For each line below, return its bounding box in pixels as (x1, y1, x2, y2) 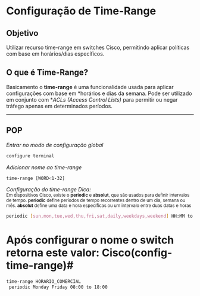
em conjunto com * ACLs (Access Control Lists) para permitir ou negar (6, 96, 178, 103)
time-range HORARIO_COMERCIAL (6, 279, 82, 285)
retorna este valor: (6, 246, 100, 260)
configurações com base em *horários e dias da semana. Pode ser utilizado (6, 90, 192, 97)
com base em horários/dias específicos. (6, 50, 105, 57)
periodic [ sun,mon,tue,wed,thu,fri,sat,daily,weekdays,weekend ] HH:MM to (6, 213, 193, 219)
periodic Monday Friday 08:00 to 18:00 (8, 284, 108, 291)
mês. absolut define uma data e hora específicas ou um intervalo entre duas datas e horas (6, 203, 192, 209)
